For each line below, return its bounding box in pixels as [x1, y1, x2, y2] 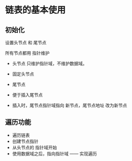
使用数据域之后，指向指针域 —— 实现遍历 [12, 151, 97, 157]
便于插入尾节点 [12, 92, 43, 97]
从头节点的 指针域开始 [12, 144, 57, 150]
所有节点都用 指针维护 [5, 50, 50, 56]
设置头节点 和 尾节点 [5, 40, 47, 45]
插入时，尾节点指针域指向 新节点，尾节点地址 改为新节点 [12, 102, 127, 108]
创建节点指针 [12, 138, 38, 144]
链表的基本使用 [5, 4, 66, 16]
